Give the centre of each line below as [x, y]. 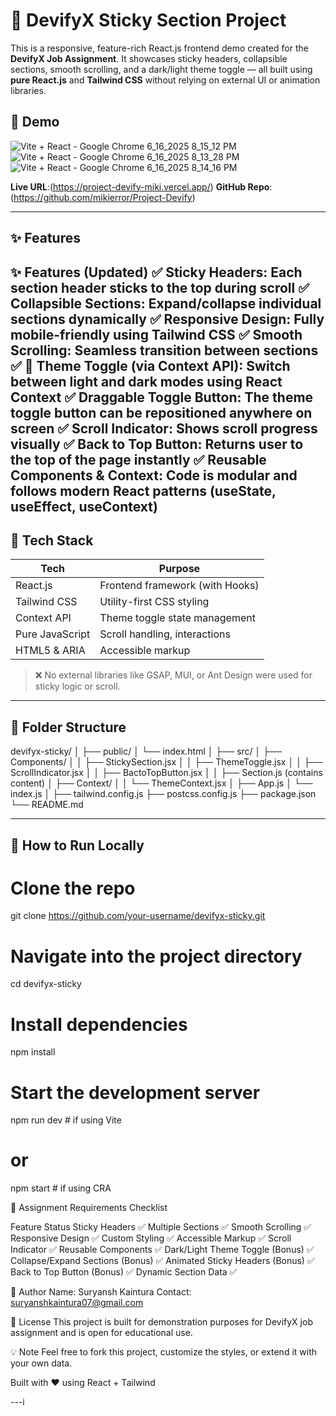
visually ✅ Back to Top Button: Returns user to [157, 444]
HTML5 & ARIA [50, 651]
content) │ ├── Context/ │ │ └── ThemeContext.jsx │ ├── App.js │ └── [161, 783]
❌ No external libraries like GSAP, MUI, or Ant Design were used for [173, 675]
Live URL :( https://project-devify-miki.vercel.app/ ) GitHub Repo [140, 186]
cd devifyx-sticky [46, 984]
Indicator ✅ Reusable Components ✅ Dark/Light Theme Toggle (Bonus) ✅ [162, 1250]
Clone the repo [73, 888]
